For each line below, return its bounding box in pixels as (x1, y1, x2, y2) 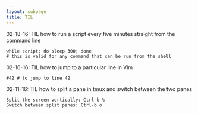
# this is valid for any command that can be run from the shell (6, 53, 171, 59)
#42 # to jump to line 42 (6, 75, 70, 81)
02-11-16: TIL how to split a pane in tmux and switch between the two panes (6, 85, 192, 92)
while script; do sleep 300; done (6, 48, 92, 54)
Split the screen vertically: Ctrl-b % (6, 97, 105, 103)
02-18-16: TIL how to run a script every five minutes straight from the (6, 30, 175, 37)
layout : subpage (6, 8, 46, 15)
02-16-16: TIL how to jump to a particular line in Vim (6, 63, 133, 71)
